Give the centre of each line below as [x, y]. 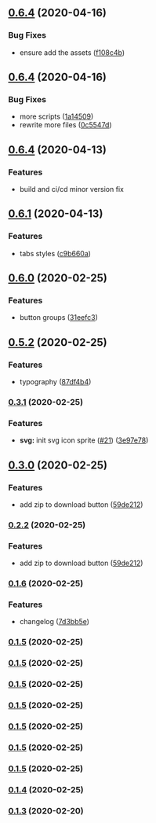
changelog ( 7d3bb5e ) [54, 622]
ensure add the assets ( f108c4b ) [72, 52]
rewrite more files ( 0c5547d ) [65, 125]
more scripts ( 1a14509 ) [56, 116]
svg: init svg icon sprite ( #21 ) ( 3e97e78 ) [84, 440]
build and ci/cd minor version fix [71, 189]
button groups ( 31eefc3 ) [58, 318]
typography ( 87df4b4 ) [55, 382]
